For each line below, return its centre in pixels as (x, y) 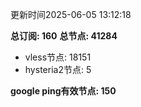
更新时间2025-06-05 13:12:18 (71, 14)
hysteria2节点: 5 (58, 69)
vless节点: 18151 (58, 57)
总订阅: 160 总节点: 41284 (64, 36)
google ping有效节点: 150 (63, 91)
